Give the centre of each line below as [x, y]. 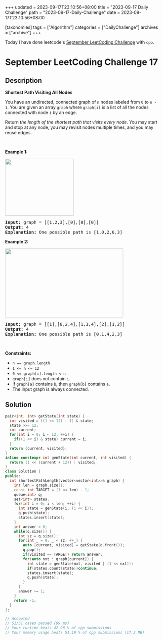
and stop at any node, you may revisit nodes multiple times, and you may [79, 127]
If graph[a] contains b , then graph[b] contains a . [61, 384]
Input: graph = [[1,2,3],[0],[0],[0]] [52, 222]
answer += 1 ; [32, 591]
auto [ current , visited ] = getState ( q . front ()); [74, 545]
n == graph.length [31, 363]
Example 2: [17, 242]
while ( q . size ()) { [33, 531]
